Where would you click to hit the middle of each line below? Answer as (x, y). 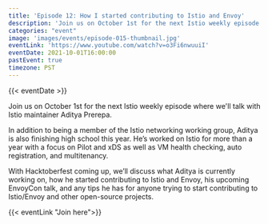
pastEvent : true (35, 61)
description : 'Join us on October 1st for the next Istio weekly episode (134, 23)
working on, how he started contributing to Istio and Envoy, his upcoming (129, 179)
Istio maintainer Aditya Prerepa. (60, 114)
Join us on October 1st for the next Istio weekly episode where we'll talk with (135, 106)
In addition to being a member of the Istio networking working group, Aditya (133, 130)
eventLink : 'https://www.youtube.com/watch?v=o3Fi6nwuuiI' (109, 46)
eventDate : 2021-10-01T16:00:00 (62, 53)
